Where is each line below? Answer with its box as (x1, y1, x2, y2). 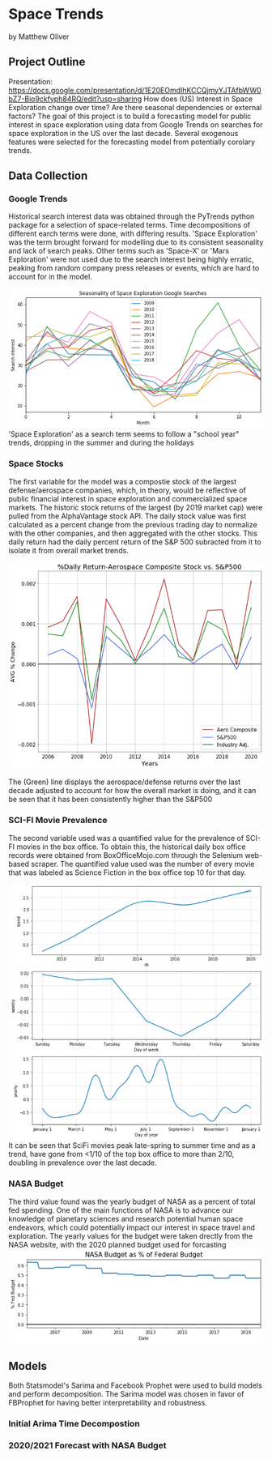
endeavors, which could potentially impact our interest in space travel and (8, 1222, 255, 1232)
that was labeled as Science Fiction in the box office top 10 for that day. (8, 868, 247, 877)
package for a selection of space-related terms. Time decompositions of (8, 220, 251, 230)
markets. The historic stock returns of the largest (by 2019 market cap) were (8, 502, 263, 512)
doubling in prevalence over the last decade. (8, 1158, 157, 1167)
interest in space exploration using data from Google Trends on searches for (8, 119, 263, 130)
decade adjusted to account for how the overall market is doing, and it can (8, 786, 257, 796)
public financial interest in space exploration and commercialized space (8, 493, 248, 503)
